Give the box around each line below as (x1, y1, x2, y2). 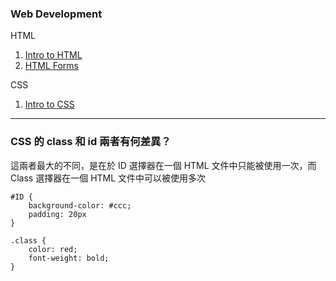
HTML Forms (24, 60, 79, 72)
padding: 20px (28, 209, 87, 219)
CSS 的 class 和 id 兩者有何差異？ (10, 135, 172, 149)
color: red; (28, 244, 78, 254)
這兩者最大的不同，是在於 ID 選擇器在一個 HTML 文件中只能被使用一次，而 (10, 159, 317, 171)
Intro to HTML (24, 49, 83, 61)
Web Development (10, 7, 103, 21)
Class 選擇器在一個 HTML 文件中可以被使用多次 (10, 172, 207, 184)
